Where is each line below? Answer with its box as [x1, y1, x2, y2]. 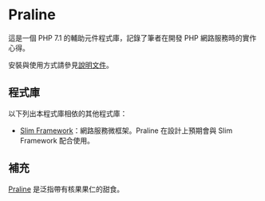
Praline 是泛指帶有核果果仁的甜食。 [8, 184, 125, 194]
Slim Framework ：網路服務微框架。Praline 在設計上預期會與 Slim [19, 126, 233, 135]
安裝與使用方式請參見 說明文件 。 [8, 60, 113, 70]
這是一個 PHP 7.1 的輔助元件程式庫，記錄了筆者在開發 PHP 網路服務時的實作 [8, 33, 257, 42]
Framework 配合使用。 [19, 135, 94, 145]
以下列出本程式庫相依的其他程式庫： [8, 108, 128, 118]
